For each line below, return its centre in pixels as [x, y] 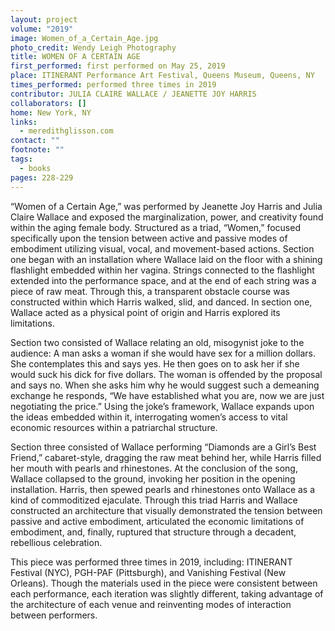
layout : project [44, 19]
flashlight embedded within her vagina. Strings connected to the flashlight [162, 270]
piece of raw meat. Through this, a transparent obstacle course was [150, 291]
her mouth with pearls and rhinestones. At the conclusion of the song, [154, 468]
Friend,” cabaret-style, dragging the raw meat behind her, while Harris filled [166, 457]
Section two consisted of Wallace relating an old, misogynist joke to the [157, 342]
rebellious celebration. [56, 542]
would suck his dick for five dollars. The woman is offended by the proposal [166, 374]
